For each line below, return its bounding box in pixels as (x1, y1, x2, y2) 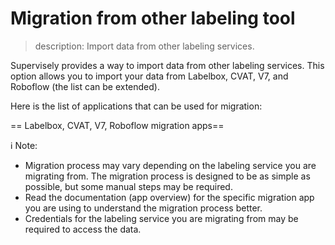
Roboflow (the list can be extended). (10, 80, 160, 92)
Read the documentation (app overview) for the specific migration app (24, 191, 315, 203)
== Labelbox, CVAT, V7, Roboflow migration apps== (10, 119, 225, 131)
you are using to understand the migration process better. (24, 202, 263, 214)
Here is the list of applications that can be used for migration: (10, 100, 263, 112)
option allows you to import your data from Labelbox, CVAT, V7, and (10, 70, 289, 82)
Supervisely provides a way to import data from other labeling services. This (10, 59, 325, 71)
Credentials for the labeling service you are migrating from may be (24, 212, 299, 224)
